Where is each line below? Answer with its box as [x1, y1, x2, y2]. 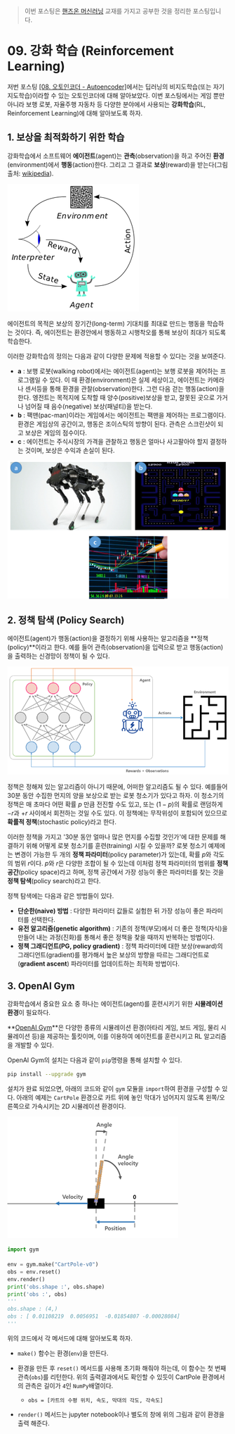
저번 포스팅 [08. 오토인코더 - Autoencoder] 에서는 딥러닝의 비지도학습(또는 [7, 82, 212, 91]
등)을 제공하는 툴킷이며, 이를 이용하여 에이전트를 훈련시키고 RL [31, 1032, 202, 1041]
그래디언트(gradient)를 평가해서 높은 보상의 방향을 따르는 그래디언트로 [17, 950, 210, 959]
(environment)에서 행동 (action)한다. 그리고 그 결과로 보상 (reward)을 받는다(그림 [7, 160, 228, 168]
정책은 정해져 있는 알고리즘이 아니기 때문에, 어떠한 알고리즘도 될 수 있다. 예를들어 [7, 782, 228, 791]
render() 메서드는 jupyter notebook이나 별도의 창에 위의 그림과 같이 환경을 [17, 1410, 225, 1419]
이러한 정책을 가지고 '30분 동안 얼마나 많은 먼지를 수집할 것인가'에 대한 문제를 [7, 833, 219, 841]
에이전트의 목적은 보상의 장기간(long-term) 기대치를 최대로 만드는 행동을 [7, 319, 206, 328]
